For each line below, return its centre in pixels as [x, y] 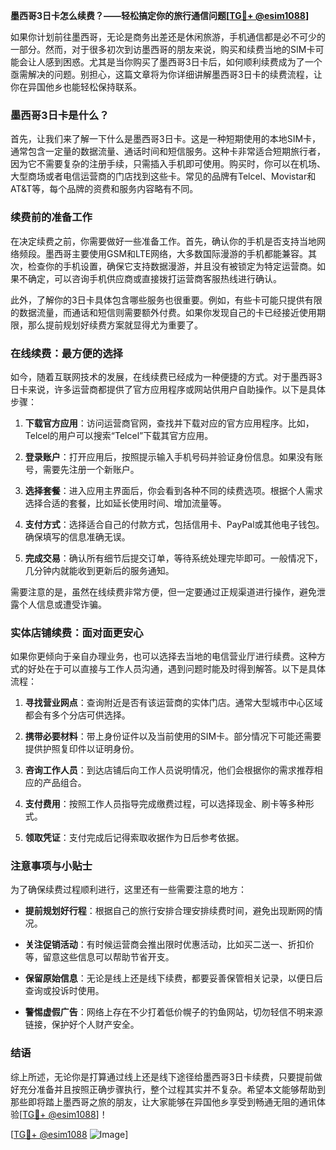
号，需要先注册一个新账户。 [82, 469]
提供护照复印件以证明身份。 [82, 749]
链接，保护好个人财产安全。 [82, 1025]
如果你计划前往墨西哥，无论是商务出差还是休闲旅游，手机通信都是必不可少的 [168, 37]
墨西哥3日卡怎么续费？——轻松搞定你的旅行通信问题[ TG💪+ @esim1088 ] [160, 15]
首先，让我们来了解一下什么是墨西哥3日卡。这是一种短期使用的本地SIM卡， [166, 139]
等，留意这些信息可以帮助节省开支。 [99, 957]
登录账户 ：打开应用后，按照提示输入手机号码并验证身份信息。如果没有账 [173, 456]
